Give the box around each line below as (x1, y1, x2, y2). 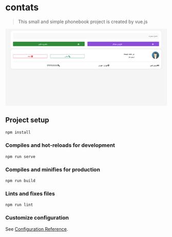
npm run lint (5, 202, 33, 208)
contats (5, 2, 39, 13)
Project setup (5, 116, 50, 125)
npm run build (5, 179, 36, 184)
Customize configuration (5, 214, 69, 222)
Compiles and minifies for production (5, 166, 100, 173)
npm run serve (5, 154, 36, 159)
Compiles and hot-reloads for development (5, 142, 116, 149)
